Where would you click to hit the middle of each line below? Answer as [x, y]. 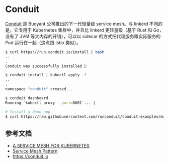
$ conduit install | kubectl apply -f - [48, 75]
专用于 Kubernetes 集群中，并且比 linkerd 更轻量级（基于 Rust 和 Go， [91, 30]
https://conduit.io [30, 156]
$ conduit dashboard [27, 98]
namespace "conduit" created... [39, 89]
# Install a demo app [28, 112]
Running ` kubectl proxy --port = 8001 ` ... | [50, 103]
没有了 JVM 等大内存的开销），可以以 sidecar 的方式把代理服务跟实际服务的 [83, 36]
